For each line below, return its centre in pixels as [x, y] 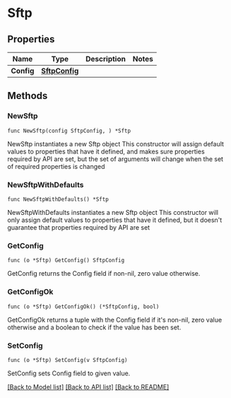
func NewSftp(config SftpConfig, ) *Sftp [69, 131]
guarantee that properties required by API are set [79, 227]
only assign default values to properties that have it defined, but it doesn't [115, 220]
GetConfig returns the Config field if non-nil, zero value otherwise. [104, 274]
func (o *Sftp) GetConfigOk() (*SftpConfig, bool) [83, 306]
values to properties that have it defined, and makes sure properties [106, 151]
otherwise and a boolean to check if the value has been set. [94, 327]
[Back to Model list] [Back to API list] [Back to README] [88, 387]
